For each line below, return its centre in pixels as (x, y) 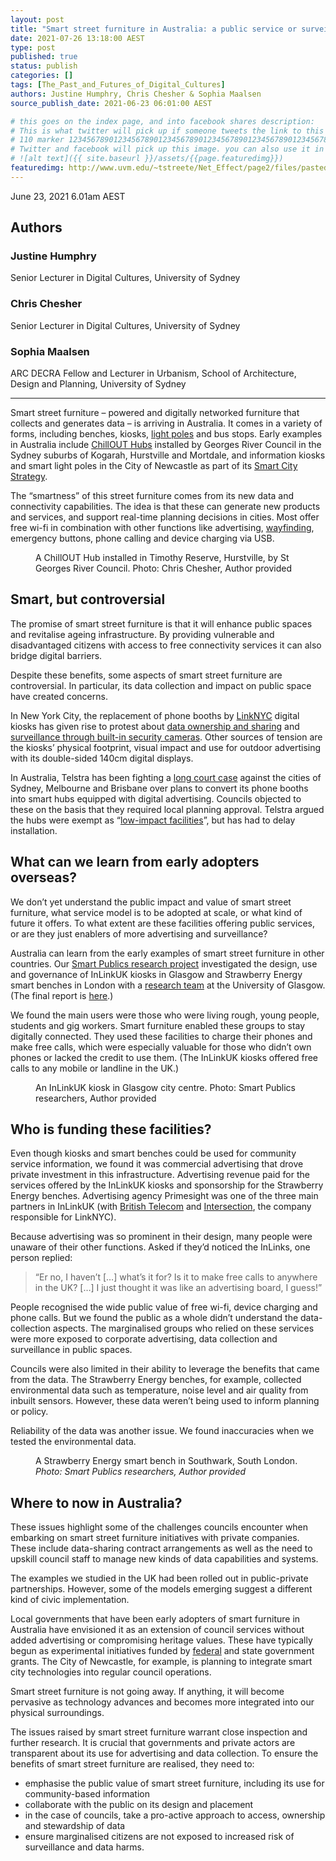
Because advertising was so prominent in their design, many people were (161, 1237)
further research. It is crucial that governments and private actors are (153, 1743)
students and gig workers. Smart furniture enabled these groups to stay (158, 1025)
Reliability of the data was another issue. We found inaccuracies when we (162, 1431)
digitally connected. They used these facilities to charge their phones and (161, 1036)
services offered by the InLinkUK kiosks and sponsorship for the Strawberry (167, 1185)
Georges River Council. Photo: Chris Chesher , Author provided (164, 568)
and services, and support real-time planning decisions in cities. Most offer (165, 517)
